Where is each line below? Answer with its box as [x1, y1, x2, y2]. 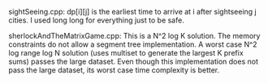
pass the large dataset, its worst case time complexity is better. [8, 65, 220, 75]
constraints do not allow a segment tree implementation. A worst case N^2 [8, 39, 257, 49]
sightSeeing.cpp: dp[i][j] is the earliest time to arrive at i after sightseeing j [8, 7, 257, 16]
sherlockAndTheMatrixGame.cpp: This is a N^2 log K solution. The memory [8, 31, 261, 40]
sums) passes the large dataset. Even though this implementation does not [8, 56, 258, 66]
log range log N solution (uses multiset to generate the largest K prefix [8, 48, 244, 57]
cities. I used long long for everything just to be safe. [8, 15, 184, 25]
